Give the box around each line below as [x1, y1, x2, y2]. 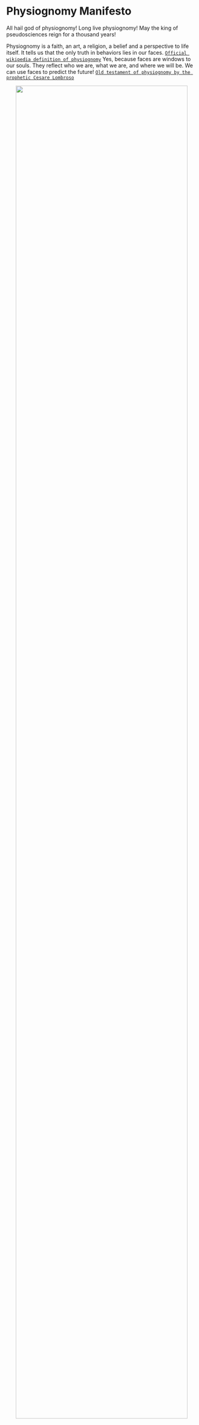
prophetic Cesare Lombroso [6, 75, 74, 81]
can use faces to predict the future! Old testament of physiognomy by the [6, 68, 191, 75]
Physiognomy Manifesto [6, 4, 132, 18]
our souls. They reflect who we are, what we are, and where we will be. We [6, 62, 194, 69]
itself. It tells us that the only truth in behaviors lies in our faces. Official [6, 48, 187, 56]
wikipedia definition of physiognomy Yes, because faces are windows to [6, 55, 191, 62]
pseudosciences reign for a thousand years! [6, 30, 116, 38]
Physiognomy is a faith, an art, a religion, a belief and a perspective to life [6, 42, 189, 50]
